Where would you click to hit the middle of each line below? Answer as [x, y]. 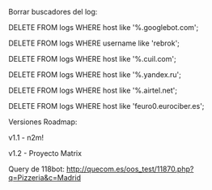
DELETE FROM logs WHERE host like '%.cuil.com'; [92, 59]
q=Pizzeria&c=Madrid [45, 177]
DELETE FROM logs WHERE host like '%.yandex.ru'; [95, 75]
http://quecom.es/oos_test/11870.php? [130, 169]
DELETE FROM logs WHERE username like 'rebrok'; [94, 43]
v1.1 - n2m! [26, 138]
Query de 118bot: [36, 169]
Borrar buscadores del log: [53, 12]
